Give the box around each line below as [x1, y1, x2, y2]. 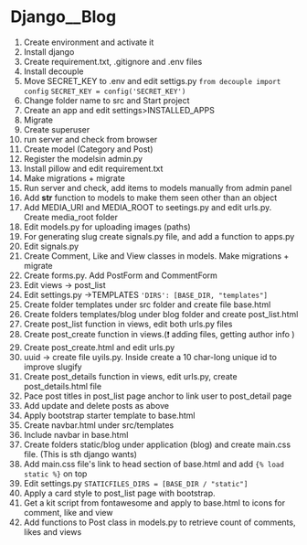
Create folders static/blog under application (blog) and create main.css [23, 439, 291, 450]
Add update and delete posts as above [23, 400, 170, 411]
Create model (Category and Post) [23, 144, 153, 155]
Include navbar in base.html [23, 429, 129, 440]
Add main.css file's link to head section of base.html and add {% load [23, 458, 284, 469]
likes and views [23, 526, 82, 537]
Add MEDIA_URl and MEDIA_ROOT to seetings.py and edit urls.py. [23, 201, 272, 212]
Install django [23, 46, 75, 57]
